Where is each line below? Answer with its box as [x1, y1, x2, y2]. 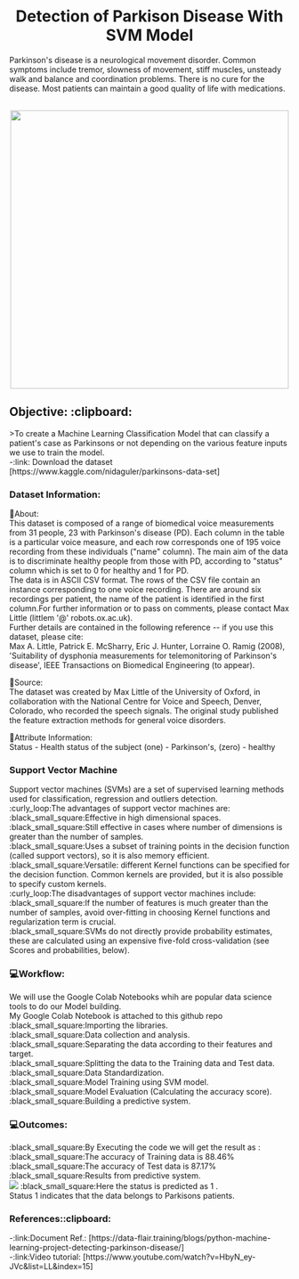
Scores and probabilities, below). [9, 945, 131, 956]
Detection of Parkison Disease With [15, 6, 284, 27]
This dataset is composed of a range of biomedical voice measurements [9, 518, 274, 529]
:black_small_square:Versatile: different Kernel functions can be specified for [9, 859, 290, 870]
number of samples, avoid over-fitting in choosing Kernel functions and [9, 907, 271, 918]
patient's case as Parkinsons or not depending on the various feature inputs [9, 437, 287, 448]
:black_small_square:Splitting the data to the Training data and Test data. [9, 1057, 275, 1068]
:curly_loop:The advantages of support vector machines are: [9, 803, 230, 814]
